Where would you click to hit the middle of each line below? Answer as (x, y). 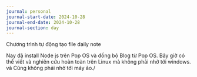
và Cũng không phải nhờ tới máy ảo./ (51, 68)
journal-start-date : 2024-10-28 (46, 17)
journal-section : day (33, 28)
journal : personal (29, 11)
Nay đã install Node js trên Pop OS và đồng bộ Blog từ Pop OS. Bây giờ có (96, 55)
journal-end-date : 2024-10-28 (43, 22)
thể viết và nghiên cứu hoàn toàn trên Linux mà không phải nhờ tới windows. (98, 62)
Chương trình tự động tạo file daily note (54, 44)
